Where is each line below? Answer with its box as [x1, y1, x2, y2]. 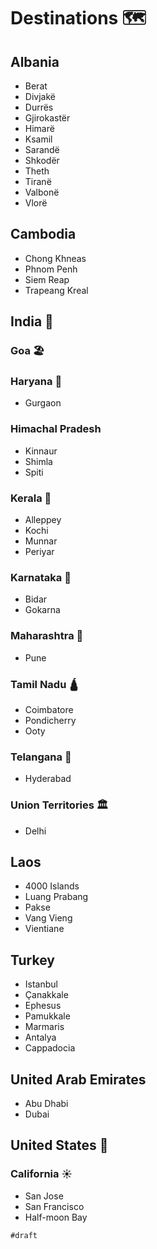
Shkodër [24, 155, 60, 166]
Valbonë [24, 186, 60, 198]
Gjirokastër [24, 112, 71, 124]
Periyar [24, 546, 55, 558]
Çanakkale [24, 989, 69, 1001]
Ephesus [24, 1000, 62, 1012]
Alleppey [24, 514, 62, 526]
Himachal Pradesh [10, 422, 102, 436]
